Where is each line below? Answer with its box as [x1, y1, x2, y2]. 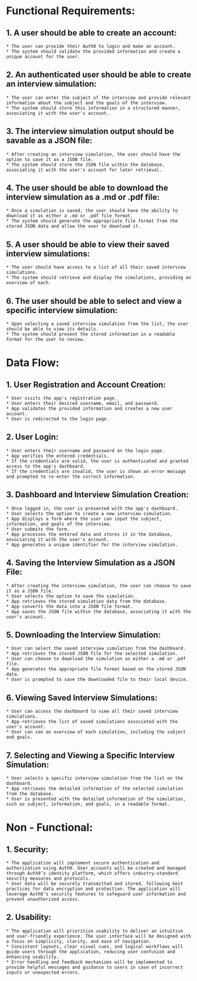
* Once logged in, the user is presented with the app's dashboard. [6, 505, 178, 512]
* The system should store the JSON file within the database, [6, 162, 165, 168]
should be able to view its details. [6, 326, 99, 332]
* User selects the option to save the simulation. [6, 593, 136, 599]
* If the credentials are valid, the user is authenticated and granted [6, 458, 189, 464]
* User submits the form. [6, 526, 70, 532]
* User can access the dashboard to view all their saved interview [6, 709, 178, 715]
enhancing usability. [6, 954, 60, 960]
